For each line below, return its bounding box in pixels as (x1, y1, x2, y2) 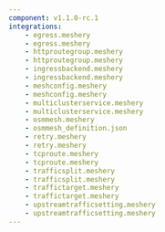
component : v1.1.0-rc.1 (8, 13, 99, 23)
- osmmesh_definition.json (25, 124, 128, 133)
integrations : (8, 22, 63, 31)
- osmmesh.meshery (25, 115, 95, 124)
